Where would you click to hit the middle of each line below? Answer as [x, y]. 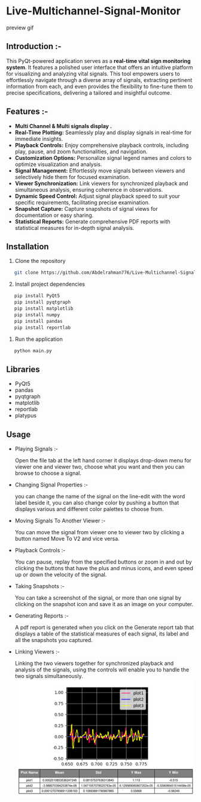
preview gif [20, 28]
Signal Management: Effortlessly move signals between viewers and [100, 170]
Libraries [23, 369]
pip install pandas [38, 321]
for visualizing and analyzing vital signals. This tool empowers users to [93, 74]
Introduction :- [34, 46]
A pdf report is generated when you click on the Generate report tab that [104, 627]
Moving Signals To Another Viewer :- [60, 520]
